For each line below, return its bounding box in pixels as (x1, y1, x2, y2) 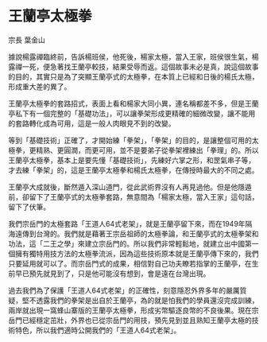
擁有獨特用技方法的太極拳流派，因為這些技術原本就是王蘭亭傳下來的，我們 (14, 248, 259, 258)
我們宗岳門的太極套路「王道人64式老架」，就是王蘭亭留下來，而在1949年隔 (8, 219, 253, 228)
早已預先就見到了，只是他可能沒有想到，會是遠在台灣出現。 (14, 268, 211, 278)
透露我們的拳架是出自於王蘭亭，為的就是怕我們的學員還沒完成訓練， (35, 295, 259, 305)
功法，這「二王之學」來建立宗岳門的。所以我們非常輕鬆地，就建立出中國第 (8, 239, 252, 248)
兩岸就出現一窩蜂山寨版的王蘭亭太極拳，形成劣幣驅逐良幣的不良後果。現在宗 (8, 305, 259, 315)
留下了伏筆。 (8, 202, 50, 212)
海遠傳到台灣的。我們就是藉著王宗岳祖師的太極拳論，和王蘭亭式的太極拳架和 (8, 228, 259, 239)
